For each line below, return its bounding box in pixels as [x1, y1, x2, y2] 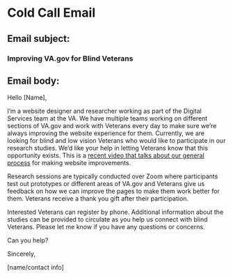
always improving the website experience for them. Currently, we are [7, 129, 205, 137]
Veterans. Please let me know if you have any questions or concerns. [7, 223, 205, 231]
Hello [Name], [7, 93, 47, 102]
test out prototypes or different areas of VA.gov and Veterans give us [7, 180, 205, 188]
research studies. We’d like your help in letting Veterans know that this [7, 144, 209, 153]
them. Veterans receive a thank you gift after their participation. [7, 194, 189, 203]
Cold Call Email [7, 5, 96, 21]
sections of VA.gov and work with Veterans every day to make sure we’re [7, 122, 217, 130]
